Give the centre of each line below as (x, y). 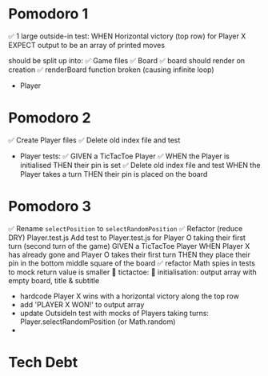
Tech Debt (43, 362)
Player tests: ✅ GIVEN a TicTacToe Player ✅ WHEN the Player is (124, 156)
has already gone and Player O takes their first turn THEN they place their (129, 254)
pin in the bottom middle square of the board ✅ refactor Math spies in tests (132, 263)
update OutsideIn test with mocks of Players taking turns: (114, 313)
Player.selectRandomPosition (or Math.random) (98, 322)
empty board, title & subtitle (54, 280)
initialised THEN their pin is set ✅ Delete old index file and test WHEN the (140, 165)
